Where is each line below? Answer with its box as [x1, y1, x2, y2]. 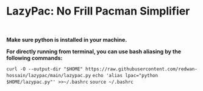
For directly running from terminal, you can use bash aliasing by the [6, 47, 182, 55]
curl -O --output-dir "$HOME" [6, 66, 84, 72]
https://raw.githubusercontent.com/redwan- [85, 66, 198, 72]
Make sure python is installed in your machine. [6, 36, 127, 43]
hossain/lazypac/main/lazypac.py [6, 72, 91, 78]
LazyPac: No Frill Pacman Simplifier [6, 4, 190, 18]
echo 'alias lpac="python [92, 72, 158, 78]
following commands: [6, 54, 63, 61]
